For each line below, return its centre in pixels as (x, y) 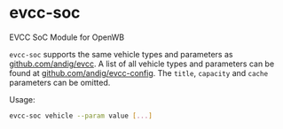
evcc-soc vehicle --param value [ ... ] (81, 116)
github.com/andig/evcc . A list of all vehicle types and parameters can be (142, 64)
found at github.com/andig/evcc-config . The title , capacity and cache (139, 72)
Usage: (22, 99)
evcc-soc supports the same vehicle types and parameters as (121, 54)
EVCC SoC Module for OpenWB (67, 37)
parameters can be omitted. (60, 82)
